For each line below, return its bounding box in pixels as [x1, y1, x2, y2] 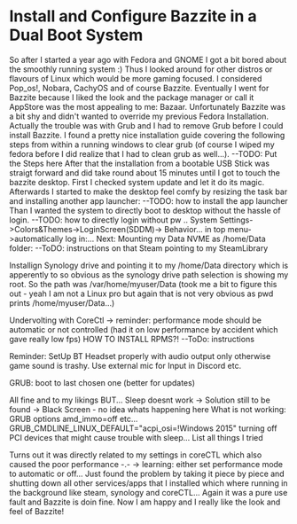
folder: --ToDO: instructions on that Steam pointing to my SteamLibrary [9, 242, 269, 254]
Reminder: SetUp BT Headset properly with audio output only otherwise [9, 350, 271, 361]
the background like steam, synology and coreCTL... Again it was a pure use [9, 487, 288, 497]
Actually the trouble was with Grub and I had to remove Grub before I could [9, 120, 284, 130]
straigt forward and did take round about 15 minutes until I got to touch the [9, 167, 281, 178]
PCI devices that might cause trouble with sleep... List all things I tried [9, 432, 263, 442]
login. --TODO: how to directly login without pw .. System [9, 215, 218, 225]
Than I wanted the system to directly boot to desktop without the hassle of [9, 205, 281, 215]
